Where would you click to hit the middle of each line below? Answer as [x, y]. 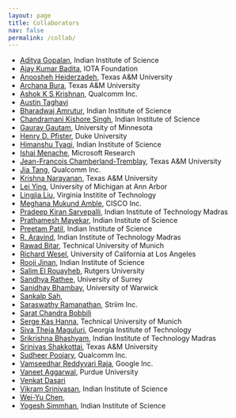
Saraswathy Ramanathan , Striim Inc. [78, 305]
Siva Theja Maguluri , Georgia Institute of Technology [105, 330]
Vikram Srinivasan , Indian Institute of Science [93, 389]
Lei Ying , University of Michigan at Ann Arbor [93, 186]
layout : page [30, 15]
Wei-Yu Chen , [42, 397]
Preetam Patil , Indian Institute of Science [86, 229]
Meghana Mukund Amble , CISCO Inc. [80, 204]
